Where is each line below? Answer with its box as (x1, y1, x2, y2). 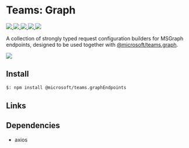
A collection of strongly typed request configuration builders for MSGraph (6, 35, 184, 42)
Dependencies (6, 121, 60, 130)
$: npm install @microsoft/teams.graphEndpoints (6, 84, 127, 91)
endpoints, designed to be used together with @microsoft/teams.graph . (6, 41, 178, 48)
